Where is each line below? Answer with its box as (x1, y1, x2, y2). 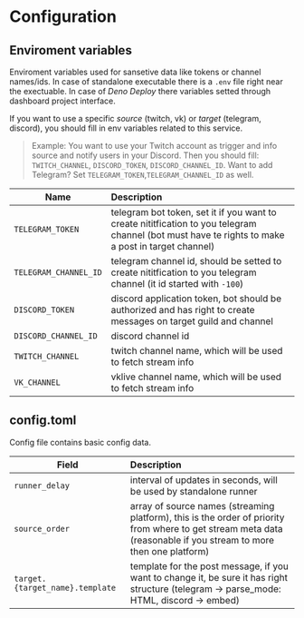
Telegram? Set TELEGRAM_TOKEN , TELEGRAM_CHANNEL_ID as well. (31, 170, 254, 180)
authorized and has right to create (110, 304, 255, 316)
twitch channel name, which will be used (110, 345, 283, 357)
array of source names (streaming (129, 499, 275, 512)
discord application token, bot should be (110, 292, 282, 305)
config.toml (9, 413, 77, 428)
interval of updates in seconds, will (129, 474, 278, 486)
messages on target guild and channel (110, 315, 274, 328)
